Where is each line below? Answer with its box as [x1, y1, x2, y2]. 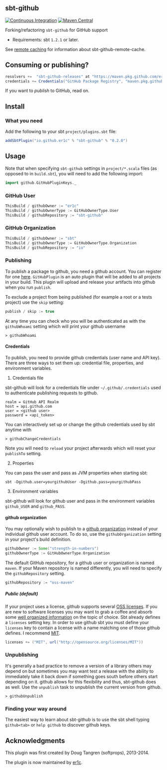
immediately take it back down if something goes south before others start [5, 673, 158, 679]
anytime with [5, 427, 32, 433]
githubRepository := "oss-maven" [5, 580, 75, 585]
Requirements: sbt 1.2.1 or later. [12, 36, 79, 42]
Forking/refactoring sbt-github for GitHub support [5, 27, 108, 33]
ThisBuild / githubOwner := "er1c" [5, 203, 79, 208]
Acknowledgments [5, 737, 66, 745]
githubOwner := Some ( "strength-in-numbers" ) [5, 546, 99, 551]
